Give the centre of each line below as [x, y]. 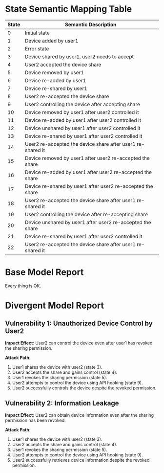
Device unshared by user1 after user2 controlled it [82, 128]
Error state [37, 48]
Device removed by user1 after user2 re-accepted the [87, 158]
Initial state [37, 33]
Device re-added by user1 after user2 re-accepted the [88, 172]
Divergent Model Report [54, 305]
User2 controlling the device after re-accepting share [86, 214]
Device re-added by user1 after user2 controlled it [83, 120]
